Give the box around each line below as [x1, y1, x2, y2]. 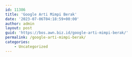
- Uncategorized [14, 44, 48, 49]
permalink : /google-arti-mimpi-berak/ [5, 35, 86, 40]
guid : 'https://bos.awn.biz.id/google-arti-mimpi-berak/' [5, 30, 128, 35]
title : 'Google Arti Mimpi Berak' [5, 12, 77, 17]
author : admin [5, 21, 35, 26]
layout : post [5, 26, 32, 31]
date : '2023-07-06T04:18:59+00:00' [5, 16, 79, 21]
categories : [5, 40, 30, 45]
